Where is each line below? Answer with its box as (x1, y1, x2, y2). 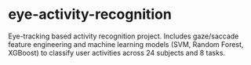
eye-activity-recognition (8, 5, 173, 23)
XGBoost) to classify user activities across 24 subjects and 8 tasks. (8, 48, 226, 57)
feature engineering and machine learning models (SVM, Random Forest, (8, 39, 244, 49)
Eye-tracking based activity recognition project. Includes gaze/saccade (8, 31, 239, 41)
